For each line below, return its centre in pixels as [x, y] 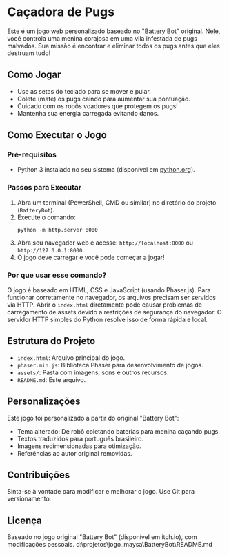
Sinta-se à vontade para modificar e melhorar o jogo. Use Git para [101, 492]
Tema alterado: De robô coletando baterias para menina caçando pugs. [119, 431]
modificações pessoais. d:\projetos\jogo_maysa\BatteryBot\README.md [110, 545]
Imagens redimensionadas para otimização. [79, 446]
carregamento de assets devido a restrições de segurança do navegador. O [114, 312]
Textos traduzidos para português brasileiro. [80, 438]
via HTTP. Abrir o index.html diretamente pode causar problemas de [104, 305]
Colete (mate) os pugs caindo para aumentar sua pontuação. [104, 99]
